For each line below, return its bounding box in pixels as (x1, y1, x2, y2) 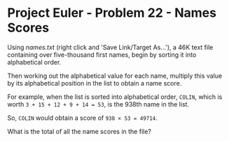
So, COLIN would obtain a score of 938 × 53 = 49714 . (7, 114, 158, 122)
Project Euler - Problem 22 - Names (7, 5, 217, 21)
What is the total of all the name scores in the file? (7, 127, 152, 135)
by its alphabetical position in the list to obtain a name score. (7, 79, 182, 87)
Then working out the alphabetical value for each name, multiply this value (7, 72, 223, 80)
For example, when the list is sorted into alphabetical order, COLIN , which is (7, 93, 223, 101)
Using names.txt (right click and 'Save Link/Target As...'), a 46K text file (7, 43, 214, 51)
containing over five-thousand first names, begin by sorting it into (7, 51, 197, 59)
